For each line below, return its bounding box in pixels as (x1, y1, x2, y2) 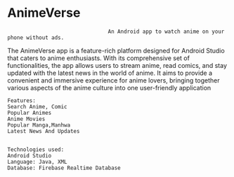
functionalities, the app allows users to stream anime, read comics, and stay (7, 61, 227, 69)
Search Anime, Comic (7, 103, 68, 110)
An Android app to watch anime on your (108, 28, 225, 35)
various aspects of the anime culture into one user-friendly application (7, 83, 212, 92)
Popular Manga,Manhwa (7, 121, 71, 129)
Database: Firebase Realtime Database (7, 164, 121, 171)
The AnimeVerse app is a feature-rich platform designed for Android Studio (7, 46, 225, 55)
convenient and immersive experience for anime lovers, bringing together (7, 76, 220, 85)
